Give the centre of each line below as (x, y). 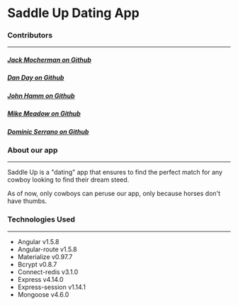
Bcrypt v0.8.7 (37, 264)
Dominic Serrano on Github (48, 131)
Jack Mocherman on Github (50, 60)
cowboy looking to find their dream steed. (68, 180)
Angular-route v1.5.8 (47, 249)
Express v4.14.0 (40, 279)
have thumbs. (27, 201)
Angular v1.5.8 (38, 241)
